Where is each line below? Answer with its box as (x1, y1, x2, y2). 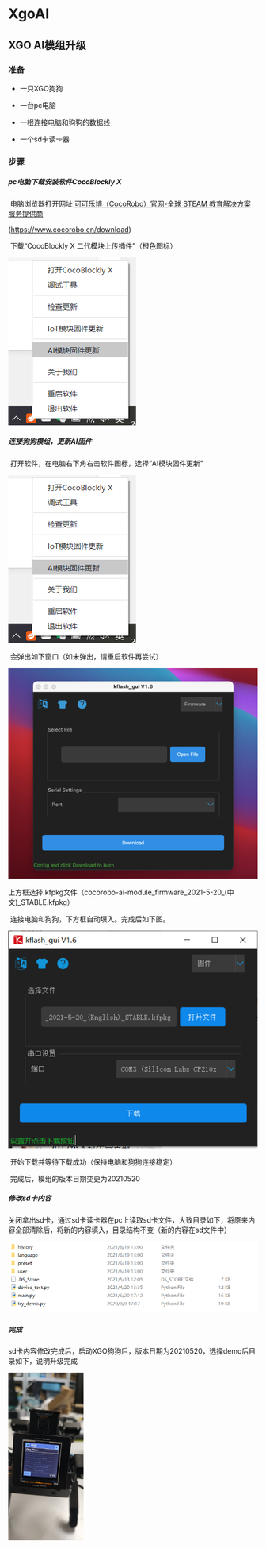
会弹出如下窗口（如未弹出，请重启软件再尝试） (9, 651, 163, 661)
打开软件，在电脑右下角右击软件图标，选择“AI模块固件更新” (9, 458, 203, 468)
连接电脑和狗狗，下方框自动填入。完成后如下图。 (9, 914, 170, 924)
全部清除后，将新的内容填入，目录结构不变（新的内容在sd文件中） (14, 1225, 231, 1234)
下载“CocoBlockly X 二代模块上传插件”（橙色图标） (9, 241, 177, 250)
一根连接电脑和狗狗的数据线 (19, 117, 111, 127)
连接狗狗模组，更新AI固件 (8, 437, 93, 446)
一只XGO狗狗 (19, 83, 63, 93)
